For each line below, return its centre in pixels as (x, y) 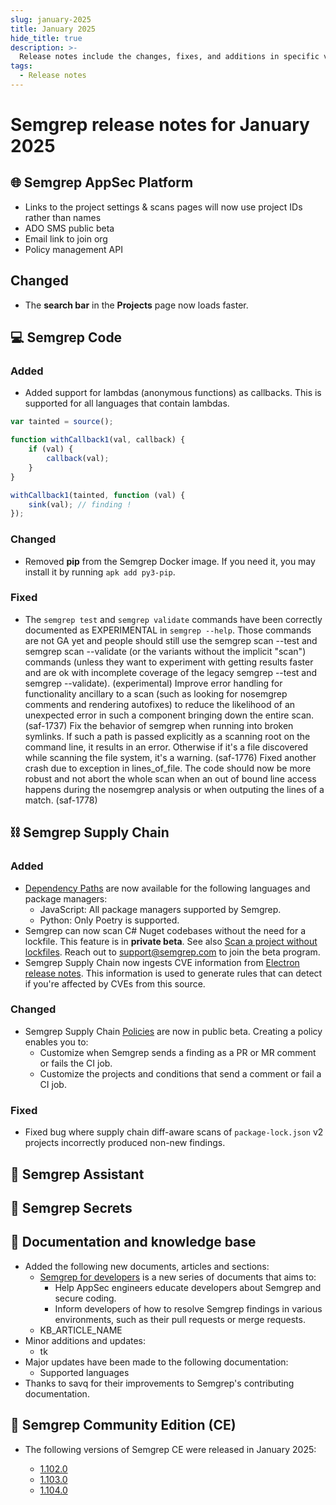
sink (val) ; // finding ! (80, 504)
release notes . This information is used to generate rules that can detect (173, 973)
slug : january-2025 (51, 19)
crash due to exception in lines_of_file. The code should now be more (168, 768)
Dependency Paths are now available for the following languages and (167, 888)
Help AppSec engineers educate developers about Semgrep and (188, 1287)
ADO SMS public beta (69, 228)
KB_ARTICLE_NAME (81, 1330)
